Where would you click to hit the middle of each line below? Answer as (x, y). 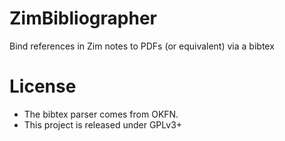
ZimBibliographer (83, 18)
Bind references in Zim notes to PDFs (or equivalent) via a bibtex (142, 46)
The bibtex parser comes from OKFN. (101, 114)
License (43, 86)
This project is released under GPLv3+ (103, 124)
